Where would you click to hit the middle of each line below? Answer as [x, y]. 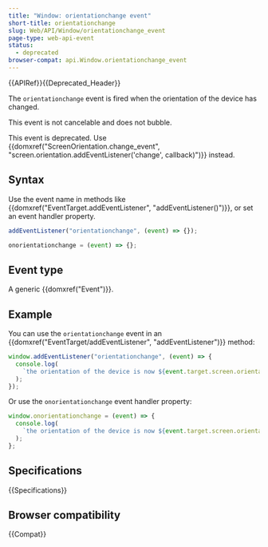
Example [30, 314]
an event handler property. [52, 216]
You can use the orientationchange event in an [85, 334]
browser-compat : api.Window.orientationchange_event [98, 61]
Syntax [26, 180]
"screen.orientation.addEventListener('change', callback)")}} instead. [122, 155]
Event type [36, 270]
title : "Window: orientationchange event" [80, 16]
